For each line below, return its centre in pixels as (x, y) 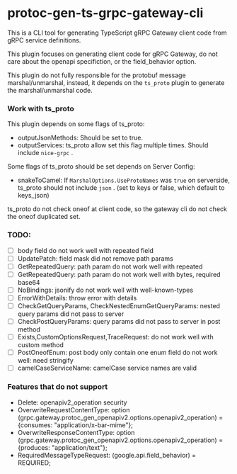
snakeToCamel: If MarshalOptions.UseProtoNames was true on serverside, (123, 180)
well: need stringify (46, 361)
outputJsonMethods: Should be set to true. (80, 138)
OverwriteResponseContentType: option (76, 432)
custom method (40, 345)
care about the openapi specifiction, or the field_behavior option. (102, 61)
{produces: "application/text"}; (62, 447)
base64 (29, 282)
